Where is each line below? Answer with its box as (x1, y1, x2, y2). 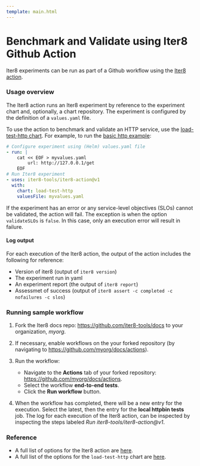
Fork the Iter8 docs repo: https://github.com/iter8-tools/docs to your (14, 322, 183, 329)
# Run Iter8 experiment (6, 171, 66, 178)
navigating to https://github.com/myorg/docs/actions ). (14, 346, 149, 353)
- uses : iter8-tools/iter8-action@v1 (6, 177, 100, 183)
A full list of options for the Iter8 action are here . (14, 447, 133, 454)
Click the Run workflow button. (23, 388, 101, 395)
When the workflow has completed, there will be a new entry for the (14, 400, 182, 407)
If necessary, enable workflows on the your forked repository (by (14, 340, 175, 347)
